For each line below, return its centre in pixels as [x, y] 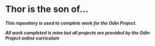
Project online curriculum [32, 38]
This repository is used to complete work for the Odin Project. [71, 23]
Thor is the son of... [47, 9]
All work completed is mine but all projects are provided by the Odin [77, 32]
